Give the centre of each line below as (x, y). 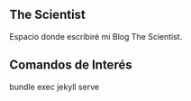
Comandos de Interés (71, 65)
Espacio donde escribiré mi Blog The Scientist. (96, 36)
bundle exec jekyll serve (55, 87)
